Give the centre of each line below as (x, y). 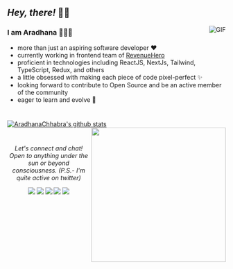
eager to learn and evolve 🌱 (57, 99)
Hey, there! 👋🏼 (39, 13)
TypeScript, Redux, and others (61, 69)
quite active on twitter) (49, 178)
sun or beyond (49, 163)
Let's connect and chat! (49, 148)
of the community (42, 92)
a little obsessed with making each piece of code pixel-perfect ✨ (110, 77)
